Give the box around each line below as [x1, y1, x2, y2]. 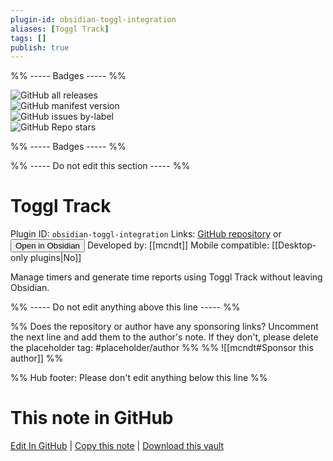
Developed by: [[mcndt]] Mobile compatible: [86, 239, 270, 251]
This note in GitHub [10, 407, 174, 430]
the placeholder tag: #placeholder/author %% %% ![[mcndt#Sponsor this [10, 342, 314, 354]
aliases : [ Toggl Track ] [10, 24, 110, 34]
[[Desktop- [271, 239, 317, 251]
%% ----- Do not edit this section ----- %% [10, 160, 191, 172]
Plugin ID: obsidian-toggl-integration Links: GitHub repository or [10, 228, 282, 240]
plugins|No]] [29, 252, 82, 264]
